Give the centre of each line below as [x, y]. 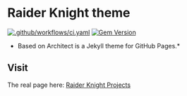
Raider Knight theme [69, 13]
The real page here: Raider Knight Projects [69, 85]
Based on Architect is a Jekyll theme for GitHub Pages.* [99, 46]
